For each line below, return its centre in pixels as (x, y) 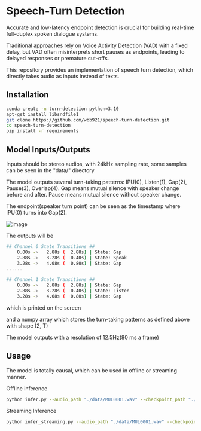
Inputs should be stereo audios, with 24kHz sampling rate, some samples (97, 164)
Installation (28, 95)
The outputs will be (30, 236)
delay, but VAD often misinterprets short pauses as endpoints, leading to (95, 51)
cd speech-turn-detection (38, 126)
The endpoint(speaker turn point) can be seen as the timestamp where (93, 206)
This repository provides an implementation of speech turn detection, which (100, 69)
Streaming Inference (31, 411)
